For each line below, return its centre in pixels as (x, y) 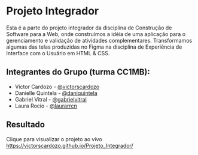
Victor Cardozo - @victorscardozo (57, 87)
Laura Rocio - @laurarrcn (46, 106)
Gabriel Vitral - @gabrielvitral (51, 99)
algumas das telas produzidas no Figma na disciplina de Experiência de (94, 47)
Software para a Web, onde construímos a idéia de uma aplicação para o (96, 34)
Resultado (25, 125)
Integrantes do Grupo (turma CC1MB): (78, 72)
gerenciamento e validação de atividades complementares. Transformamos (99, 40)
